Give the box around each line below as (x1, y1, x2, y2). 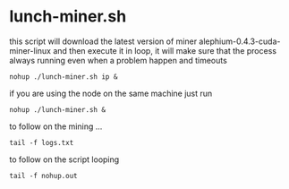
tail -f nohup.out (9, 171, 78, 180)
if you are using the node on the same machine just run (9, 88, 213, 99)
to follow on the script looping (9, 154, 120, 165)
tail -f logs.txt (9, 138, 74, 147)
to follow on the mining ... (9, 121, 103, 132)
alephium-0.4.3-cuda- (199, 36, 281, 47)
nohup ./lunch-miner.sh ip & (9, 72, 118, 82)
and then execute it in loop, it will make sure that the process (53, 45, 277, 56)
